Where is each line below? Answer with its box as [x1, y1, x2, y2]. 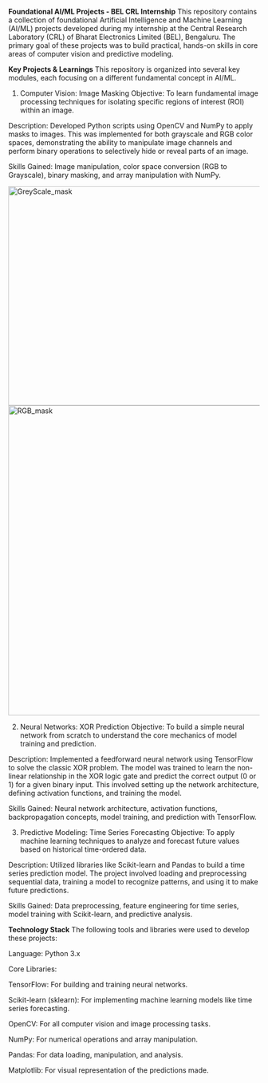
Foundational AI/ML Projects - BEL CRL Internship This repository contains [8, 7, 258, 16]
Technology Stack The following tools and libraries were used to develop [8, 925, 250, 934]
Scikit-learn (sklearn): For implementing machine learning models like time [8, 995, 253, 1004]
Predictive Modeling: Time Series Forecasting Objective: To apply [19, 828, 235, 837]
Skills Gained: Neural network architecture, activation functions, [8, 804, 218, 813]
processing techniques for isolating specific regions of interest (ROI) [19, 97, 245, 106]
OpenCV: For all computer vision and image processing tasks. [8, 1019, 211, 1028]
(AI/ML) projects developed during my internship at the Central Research [8, 24, 247, 33]
